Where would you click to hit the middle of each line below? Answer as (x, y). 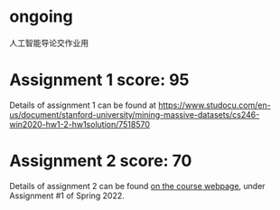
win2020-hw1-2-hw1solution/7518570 (80, 124)
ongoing (42, 17)
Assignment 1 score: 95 (99, 80)
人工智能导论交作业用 (49, 43)
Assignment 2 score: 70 (101, 161)
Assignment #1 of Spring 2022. (67, 196)
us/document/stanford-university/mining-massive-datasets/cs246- (135, 114)
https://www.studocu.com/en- (214, 105)
